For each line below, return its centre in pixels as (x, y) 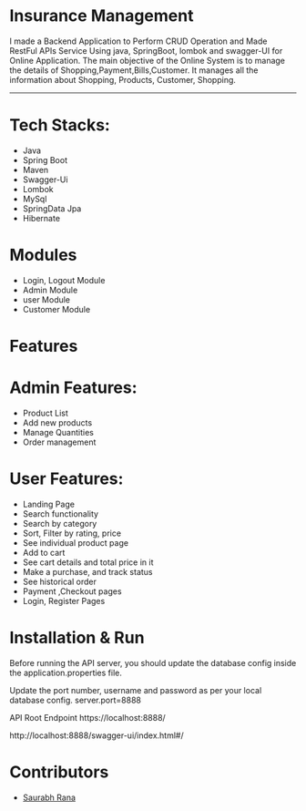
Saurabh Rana (49, 797)
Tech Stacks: (60, 125)
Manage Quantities (58, 432)
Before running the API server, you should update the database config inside (153, 662)
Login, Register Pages (64, 601)
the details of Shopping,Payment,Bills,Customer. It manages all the (134, 70)
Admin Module (50, 290)
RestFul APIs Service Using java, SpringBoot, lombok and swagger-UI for (146, 50)
